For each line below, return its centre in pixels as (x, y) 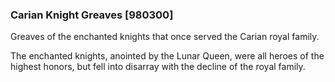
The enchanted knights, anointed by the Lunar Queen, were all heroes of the (167, 56)
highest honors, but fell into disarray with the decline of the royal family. (158, 67)
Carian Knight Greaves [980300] (92, 15)
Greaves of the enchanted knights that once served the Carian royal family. (165, 37)
